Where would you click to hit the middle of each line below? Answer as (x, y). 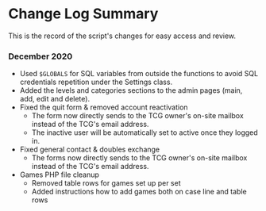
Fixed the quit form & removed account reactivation (104, 107)
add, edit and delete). (54, 99)
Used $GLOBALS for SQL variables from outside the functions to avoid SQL (139, 74)
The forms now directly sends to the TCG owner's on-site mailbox (139, 158)
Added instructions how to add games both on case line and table (139, 192)
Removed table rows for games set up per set (106, 183)
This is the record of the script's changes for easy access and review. (122, 36)
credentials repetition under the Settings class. (96, 82)
